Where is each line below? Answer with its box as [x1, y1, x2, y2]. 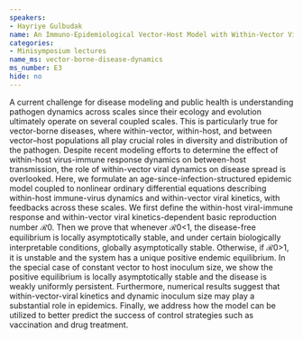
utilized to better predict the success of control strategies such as [9, 309, 254, 320]
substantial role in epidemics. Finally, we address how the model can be [9, 299, 277, 311]
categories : [9, 38, 54, 48]
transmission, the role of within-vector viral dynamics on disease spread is [9, 163, 287, 174]
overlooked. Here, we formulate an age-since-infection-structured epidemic [9, 173, 292, 184]
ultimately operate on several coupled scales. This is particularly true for [9, 115, 279, 126]
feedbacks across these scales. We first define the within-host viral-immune [9, 202, 293, 213]
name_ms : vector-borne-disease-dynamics [9, 55, 164, 64]
